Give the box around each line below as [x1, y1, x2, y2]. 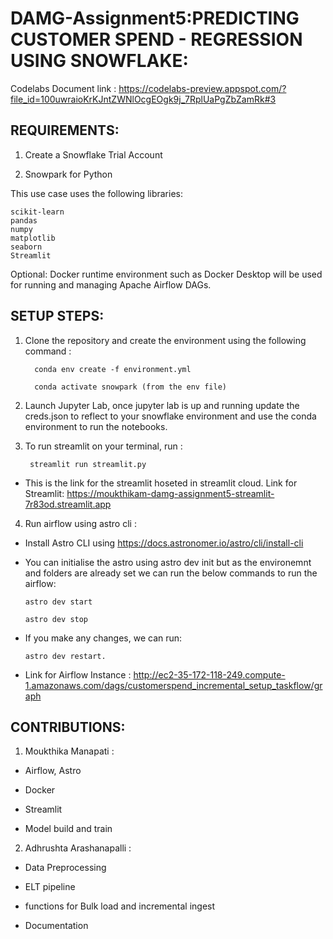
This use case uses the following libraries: [10, 187, 184, 199]
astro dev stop [24, 614, 89, 624]
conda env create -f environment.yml [34, 364, 192, 374]
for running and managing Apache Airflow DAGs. [10, 278, 212, 291]
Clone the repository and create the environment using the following [24, 334, 307, 346]
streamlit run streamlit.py [29, 459, 147, 469]
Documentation [24, 920, 89, 932]
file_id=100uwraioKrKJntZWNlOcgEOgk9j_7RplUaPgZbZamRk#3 [10, 93, 277, 105]
